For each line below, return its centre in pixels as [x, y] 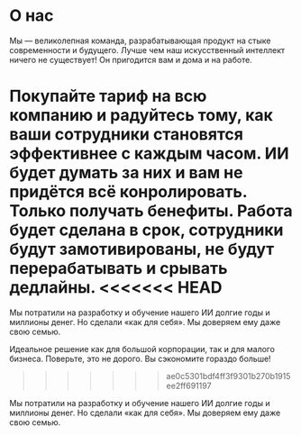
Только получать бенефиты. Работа [151, 211]
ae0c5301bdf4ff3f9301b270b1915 [228, 376]
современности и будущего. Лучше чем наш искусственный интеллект [147, 50]
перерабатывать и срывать [119, 269]
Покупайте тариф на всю [108, 96]
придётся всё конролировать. [128, 192]
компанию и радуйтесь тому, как [141, 116]
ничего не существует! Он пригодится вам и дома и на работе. [131, 59]
